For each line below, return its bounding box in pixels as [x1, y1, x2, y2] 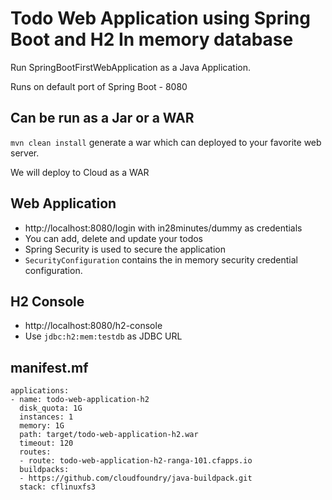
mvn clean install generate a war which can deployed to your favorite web [10, 136, 322, 148]
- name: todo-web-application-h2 [10, 395, 150, 405]
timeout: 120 [19, 438, 74, 449]
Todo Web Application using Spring [10, 7, 311, 30]
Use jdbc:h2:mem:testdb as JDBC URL [24, 330, 183, 342]
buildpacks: [19, 465, 70, 475]
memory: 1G [19, 421, 65, 431]
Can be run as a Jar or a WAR [10, 110, 195, 127]
